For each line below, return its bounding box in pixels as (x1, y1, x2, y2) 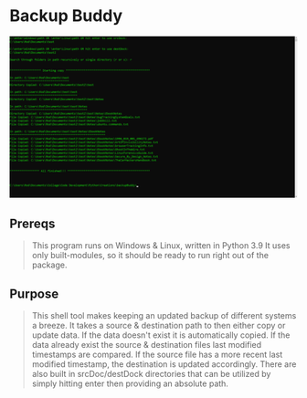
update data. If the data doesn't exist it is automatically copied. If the (31, 330, 291, 340)
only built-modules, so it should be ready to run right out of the (31, 250, 270, 261)
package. (31, 259, 68, 270)
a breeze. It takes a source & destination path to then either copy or (31, 320, 286, 331)
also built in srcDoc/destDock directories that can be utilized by (31, 369, 271, 380)
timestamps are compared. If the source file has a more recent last (31, 349, 283, 361)
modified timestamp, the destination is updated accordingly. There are (31, 359, 297, 370)
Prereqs (9, 215, 56, 231)
